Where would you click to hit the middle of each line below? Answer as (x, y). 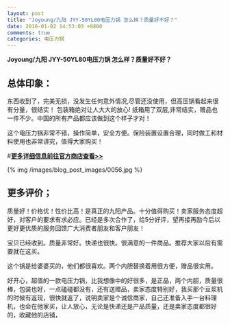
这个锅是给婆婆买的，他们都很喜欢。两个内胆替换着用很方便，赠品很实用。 (112, 266)
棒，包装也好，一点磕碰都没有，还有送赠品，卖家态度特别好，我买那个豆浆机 (115, 289)
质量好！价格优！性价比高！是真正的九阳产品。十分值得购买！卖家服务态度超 (115, 211)
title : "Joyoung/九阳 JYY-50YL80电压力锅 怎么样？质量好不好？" (92, 20)
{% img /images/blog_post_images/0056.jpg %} (75, 170)
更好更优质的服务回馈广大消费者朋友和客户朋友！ (76, 228)
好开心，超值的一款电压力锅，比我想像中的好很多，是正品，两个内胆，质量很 (115, 280)
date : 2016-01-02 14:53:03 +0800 (55, 26)
